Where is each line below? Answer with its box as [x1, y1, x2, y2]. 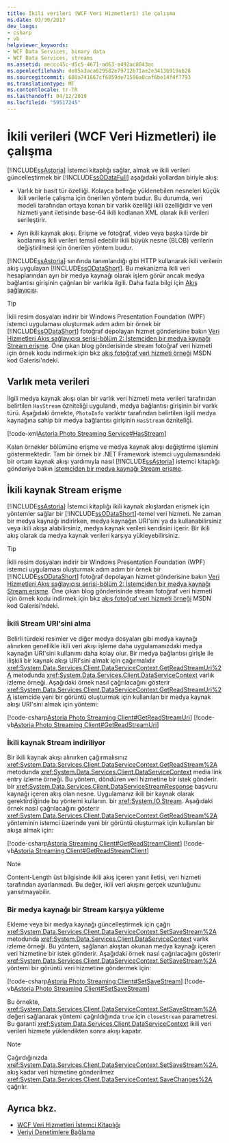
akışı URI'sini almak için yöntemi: [7, 700, 99, 708]
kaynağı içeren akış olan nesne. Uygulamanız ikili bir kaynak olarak [7, 789, 195, 798]
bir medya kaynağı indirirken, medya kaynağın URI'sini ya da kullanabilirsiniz [7, 517, 222, 525]
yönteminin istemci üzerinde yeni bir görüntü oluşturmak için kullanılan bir [7, 819, 215, 827]
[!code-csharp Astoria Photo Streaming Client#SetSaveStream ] [7, 977, 183, 985]
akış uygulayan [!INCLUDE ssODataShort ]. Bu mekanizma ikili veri [7, 264, 190, 272]
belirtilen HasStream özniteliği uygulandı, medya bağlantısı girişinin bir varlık [7, 402, 218, 410]
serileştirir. [16, 215, 47, 223]
